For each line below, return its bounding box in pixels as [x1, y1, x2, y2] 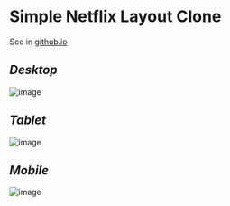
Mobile [9, 163, 50, 178]
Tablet [9, 113, 47, 128]
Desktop [9, 62, 59, 78]
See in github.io [9, 36, 68, 47]
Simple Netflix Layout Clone [9, 6, 222, 27]
